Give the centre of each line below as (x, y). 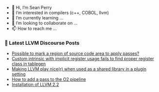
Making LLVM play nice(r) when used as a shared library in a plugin (79, 69)
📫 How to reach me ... (34, 28)
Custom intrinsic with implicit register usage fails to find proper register (83, 59)
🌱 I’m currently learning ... (37, 18)
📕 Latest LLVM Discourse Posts (42, 43)
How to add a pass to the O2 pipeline (49, 79)
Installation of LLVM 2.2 (35, 85)
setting (18, 74)
